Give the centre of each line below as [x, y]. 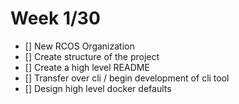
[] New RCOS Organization [79, 46]
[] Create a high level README [87, 67]
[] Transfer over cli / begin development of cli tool [127, 78]
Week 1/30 [55, 18]
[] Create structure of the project [92, 56]
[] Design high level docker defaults [98, 88]
